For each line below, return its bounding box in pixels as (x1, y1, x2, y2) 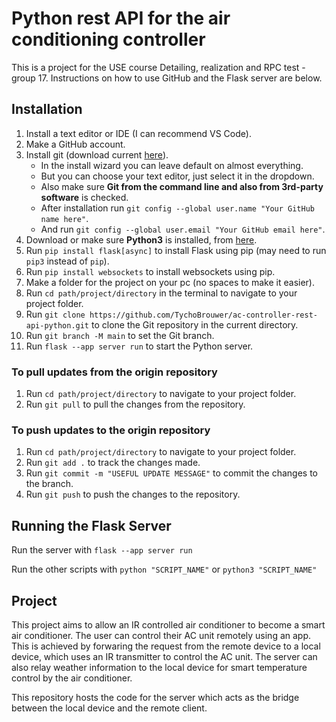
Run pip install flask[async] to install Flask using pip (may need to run (25, 244, 327, 256)
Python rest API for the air (11, 7, 231, 30)
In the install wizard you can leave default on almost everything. (40, 159, 304, 171)
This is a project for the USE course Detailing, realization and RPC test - (11, 61, 306, 73)
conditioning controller (11, 28, 206, 51)
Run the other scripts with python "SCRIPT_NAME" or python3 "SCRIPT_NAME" (11, 563, 318, 576)
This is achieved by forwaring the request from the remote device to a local (11, 640, 321, 652)
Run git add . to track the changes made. (25, 457, 201, 469)
